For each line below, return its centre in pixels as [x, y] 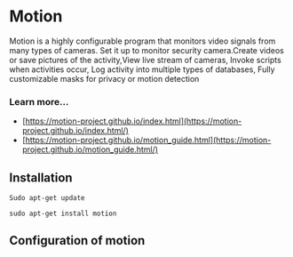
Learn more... [39, 101]
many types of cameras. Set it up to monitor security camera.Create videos [146, 50]
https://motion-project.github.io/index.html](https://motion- [134, 121]
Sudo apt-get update [48, 198]
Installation [41, 177]
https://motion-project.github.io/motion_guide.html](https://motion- [148, 141]
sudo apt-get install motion [63, 214]
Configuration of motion [77, 241]
